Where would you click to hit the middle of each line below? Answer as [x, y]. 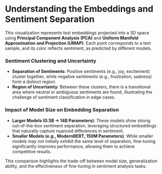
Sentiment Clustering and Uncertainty [51, 61]
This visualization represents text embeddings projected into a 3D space [77, 33]
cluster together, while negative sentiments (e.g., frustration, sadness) [82, 77]
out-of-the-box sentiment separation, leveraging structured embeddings [84, 125]
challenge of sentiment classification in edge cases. [64, 97]
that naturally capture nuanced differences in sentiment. [68, 131]
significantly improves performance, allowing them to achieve [73, 146]
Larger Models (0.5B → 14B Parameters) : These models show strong [81, 121]
